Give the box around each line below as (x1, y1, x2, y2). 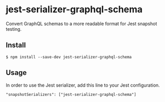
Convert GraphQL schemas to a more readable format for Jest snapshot (6, 21, 157, 27)
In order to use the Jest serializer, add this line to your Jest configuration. (6, 82, 160, 88)
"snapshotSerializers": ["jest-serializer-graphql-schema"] (6, 92, 137, 97)
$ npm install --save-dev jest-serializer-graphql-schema (6, 54, 132, 59)
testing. (6, 26, 22, 32)
